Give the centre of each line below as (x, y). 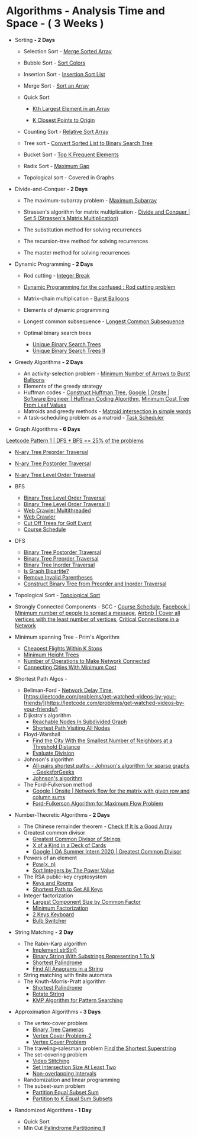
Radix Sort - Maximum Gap (56, 166)
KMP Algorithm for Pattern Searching (77, 1000)
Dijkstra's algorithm (47, 715)
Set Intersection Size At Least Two (74, 1067)
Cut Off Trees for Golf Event (57, 523)
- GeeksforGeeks (53, 772)
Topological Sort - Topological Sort (57, 595)
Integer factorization (48, 896)
